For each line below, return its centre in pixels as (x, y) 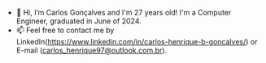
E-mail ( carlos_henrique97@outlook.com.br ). (92, 50)
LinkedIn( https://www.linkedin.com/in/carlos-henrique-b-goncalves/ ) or (137, 42)
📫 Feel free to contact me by (65, 30)
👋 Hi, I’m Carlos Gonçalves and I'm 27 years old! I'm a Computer (124, 13)
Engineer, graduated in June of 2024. (79, 21)
